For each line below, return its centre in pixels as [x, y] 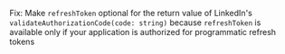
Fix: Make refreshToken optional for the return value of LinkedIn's [131, 13]
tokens [22, 41]
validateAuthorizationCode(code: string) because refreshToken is [135, 22]
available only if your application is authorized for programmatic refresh [143, 32]
